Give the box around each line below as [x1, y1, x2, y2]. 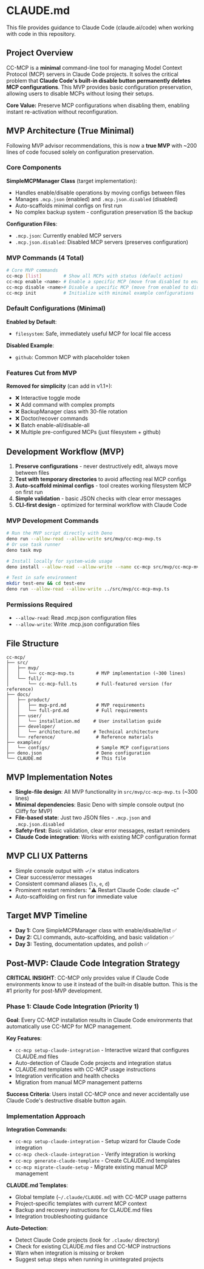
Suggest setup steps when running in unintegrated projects [15, 1256, 164, 1263]
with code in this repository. [6, 30, 76, 37]
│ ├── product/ [6, 697, 50, 703]
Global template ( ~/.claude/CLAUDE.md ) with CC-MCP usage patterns [15, 1194, 187, 1201]
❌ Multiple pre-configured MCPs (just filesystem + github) [15, 428, 161, 436]
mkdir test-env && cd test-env [6, 580, 86, 586]
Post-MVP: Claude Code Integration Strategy [6, 958, 180, 969]
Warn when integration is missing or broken [15, 1250, 124, 1257]
